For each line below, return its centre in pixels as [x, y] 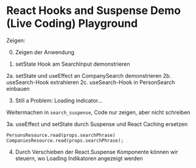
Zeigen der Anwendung [45, 52]
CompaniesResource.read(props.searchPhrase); [65, 141]
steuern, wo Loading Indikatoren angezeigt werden [79, 158]
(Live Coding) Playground [72, 23]
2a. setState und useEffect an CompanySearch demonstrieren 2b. [89, 75]
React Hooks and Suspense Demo [94, 11]
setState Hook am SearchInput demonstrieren [72, 64]
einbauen [18, 88]
